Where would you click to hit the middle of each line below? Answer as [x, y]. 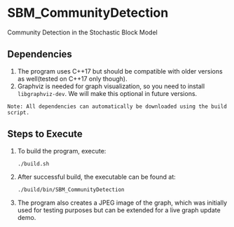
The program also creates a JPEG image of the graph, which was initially [122, 202]
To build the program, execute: [62, 151]
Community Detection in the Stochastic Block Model [82, 32]
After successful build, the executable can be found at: [97, 177]
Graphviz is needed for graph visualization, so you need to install [111, 86]
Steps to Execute [45, 134]
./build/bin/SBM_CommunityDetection [71, 190]
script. [19, 112]
